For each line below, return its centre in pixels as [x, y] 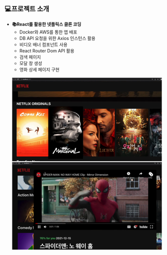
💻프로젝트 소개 [27, 9]
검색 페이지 [30, 57]
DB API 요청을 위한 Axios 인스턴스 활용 [57, 38]
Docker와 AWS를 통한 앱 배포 [48, 32]
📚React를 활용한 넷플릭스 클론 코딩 [47, 24]
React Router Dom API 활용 [47, 50]
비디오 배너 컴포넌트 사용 [43, 44]
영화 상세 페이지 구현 [39, 69]
